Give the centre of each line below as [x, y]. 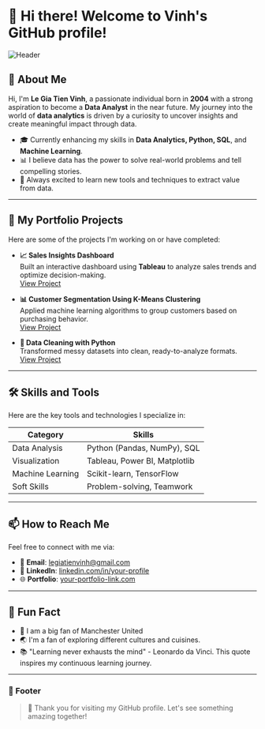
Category [46, 435]
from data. [36, 188]
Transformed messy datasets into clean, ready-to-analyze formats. [129, 351]
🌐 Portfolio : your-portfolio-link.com [77, 579]
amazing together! [57, 716]
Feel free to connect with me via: [62, 547]
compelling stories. [50, 171]
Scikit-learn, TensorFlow [132, 474]
